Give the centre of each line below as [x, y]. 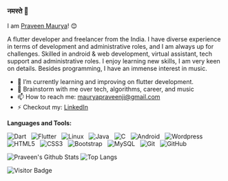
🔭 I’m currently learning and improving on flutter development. [105, 82]
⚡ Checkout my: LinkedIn [52, 107]
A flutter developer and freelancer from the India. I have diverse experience [114, 39]
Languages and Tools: [40, 123]
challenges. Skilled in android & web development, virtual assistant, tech [110, 54]
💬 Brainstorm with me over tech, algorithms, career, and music [105, 89]
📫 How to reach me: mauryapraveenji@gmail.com [89, 97]
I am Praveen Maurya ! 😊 [42, 26]
